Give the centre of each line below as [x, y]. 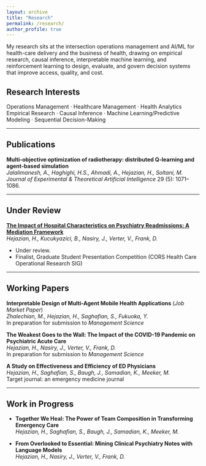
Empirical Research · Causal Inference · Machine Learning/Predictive [93, 113]
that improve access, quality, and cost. [55, 73]
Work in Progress [40, 404]
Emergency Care [37, 425]
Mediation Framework [35, 232]
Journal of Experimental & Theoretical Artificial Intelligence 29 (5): [90, 179]
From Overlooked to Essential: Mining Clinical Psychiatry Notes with [104, 444]
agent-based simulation [38, 166]
